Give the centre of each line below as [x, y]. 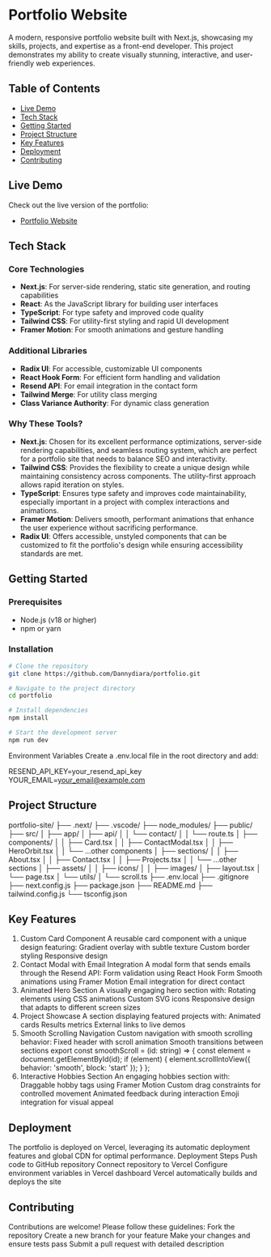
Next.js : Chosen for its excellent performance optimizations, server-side [141, 441]
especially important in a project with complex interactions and [125, 502]
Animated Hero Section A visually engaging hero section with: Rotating [138, 990]
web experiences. [66, 63]
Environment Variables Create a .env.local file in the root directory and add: [133, 755]
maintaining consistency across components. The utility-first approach [138, 476]
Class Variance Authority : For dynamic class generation [114, 403]
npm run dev [28, 740]
